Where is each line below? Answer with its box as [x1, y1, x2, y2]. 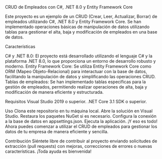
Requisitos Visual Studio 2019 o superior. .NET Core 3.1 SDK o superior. [5, 99, 147, 104]
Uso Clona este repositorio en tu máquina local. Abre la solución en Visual [5, 108, 153, 114]
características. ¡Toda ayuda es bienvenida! [5, 148, 92, 154]
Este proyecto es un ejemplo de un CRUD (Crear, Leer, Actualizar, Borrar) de [5, 14, 158, 19]
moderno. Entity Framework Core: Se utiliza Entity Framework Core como [5, 63, 152, 69]
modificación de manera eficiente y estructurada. [5, 89, 104, 95]
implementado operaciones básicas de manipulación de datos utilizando [5, 24, 150, 30]
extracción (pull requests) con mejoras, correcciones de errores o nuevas [5, 143, 152, 149]
